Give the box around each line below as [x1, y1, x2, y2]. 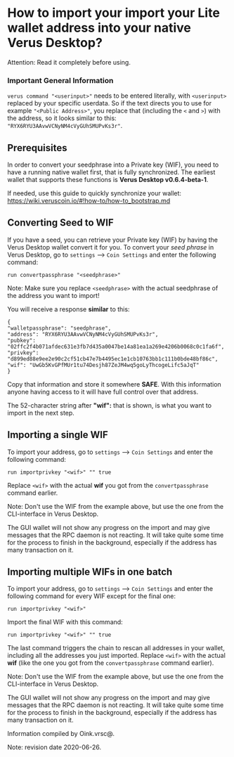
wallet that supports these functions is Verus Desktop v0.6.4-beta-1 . [7, 176, 209, 184]
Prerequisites [7, 142, 67, 154]
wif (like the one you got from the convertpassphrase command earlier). [7, 659, 214, 667]
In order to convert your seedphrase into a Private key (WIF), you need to [7, 160, 219, 169]
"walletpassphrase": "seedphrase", [7, 325, 112, 332]
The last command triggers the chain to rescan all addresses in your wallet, [7, 644, 225, 652]
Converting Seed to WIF [7, 216, 114, 229]
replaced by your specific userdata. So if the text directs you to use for [7, 99, 212, 108]
